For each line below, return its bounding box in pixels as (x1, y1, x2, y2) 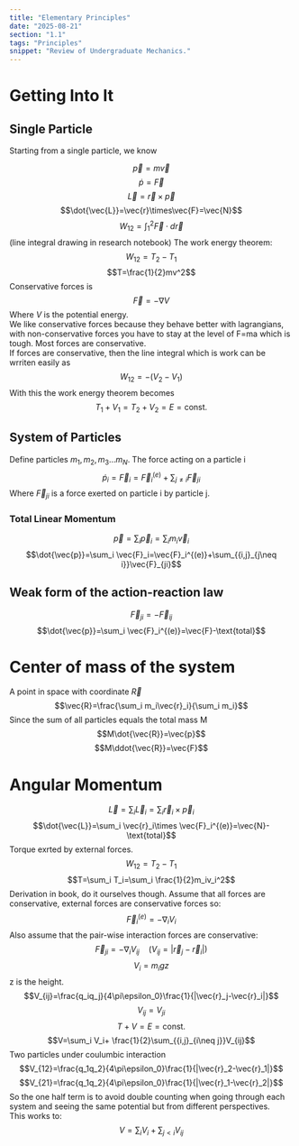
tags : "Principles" (9, 38, 83, 48)
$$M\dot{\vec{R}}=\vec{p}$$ (96, 729, 206, 739)
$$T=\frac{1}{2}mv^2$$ (106, 267, 196, 278)
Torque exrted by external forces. (9, 844, 133, 855)
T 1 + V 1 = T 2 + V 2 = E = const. (95, 402, 208, 415)
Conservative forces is (9, 281, 93, 292)
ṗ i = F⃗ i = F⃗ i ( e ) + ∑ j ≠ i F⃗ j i (102, 470, 201, 485)
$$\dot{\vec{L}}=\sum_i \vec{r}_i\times (32, 821, 177, 831)
